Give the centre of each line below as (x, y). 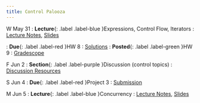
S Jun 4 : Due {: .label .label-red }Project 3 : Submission (74, 82)
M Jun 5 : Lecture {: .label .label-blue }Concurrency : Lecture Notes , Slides (98, 93)
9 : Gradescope (25, 53)
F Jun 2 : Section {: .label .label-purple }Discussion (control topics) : (89, 64)
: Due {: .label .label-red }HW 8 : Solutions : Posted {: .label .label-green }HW (99, 46)
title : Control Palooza (36, 12)
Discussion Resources (33, 71)
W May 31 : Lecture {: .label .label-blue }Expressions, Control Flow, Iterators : (100, 29)
